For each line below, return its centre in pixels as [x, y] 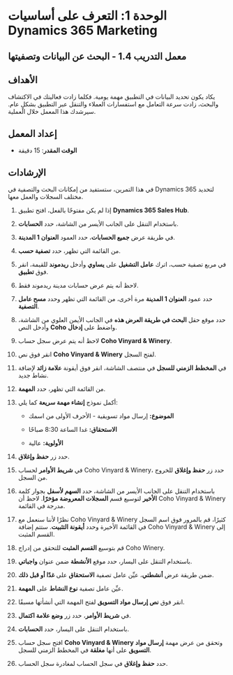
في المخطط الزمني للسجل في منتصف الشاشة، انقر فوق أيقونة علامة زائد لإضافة [122, 368]
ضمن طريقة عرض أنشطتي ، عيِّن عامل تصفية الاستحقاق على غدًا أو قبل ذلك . [116, 575]
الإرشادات [27, 172]
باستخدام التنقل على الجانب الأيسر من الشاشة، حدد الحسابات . [98, 224]
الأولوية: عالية [46, 443]
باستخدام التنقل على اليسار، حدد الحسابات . [74, 629]
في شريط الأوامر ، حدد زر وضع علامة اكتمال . [74, 616]
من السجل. [33, 478]
